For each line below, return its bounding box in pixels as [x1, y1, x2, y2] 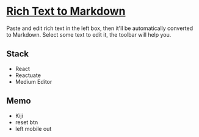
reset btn [15, 118, 38, 126]
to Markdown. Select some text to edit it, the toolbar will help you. [6, 31, 172, 38]
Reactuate [15, 72, 42, 79]
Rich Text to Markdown [6, 4, 126, 18]
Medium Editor [15, 78, 52, 85]
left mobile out [15, 125, 52, 132]
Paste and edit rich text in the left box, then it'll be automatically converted [6, 24, 194, 32]
